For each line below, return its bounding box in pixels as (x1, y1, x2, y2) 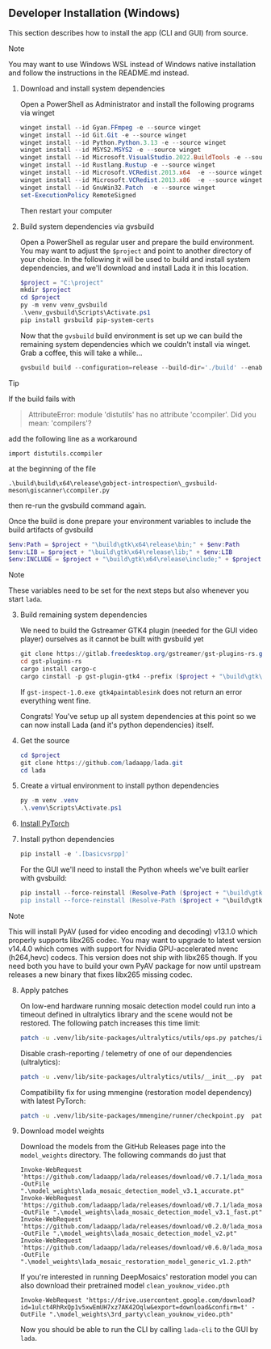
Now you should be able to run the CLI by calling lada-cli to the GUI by (19, 1325, 259, 1334)
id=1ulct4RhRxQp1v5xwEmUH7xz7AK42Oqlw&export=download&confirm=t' (19, 1304, 248, 1312)
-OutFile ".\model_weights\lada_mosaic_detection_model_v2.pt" (19, 1229, 238, 1238)
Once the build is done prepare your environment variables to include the (8, 516, 252, 526)
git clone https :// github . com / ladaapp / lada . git (19, 759, 184, 767)
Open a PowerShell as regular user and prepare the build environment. (19, 237, 255, 247)
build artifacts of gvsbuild (8, 525, 94, 535)
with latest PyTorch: (19, 1096, 86, 1106)
